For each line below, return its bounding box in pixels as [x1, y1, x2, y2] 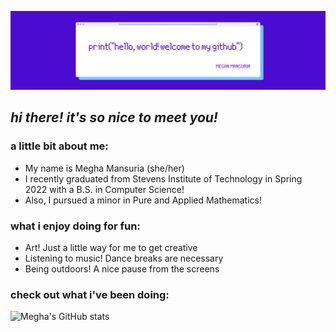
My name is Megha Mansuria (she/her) [24, 162, 185, 174]
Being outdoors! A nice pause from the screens [24, 262, 220, 275]
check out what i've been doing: [10, 287, 170, 301]
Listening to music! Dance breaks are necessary [24, 252, 224, 264]
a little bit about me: [10, 139, 109, 153]
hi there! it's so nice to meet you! [10, 109, 218, 126]
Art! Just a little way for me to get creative [24, 241, 198, 253]
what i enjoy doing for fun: [10, 219, 141, 233]
